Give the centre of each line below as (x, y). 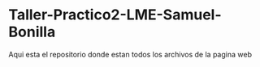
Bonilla (32, 32)
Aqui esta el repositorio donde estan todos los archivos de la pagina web (130, 54)
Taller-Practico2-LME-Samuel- (115, 15)
